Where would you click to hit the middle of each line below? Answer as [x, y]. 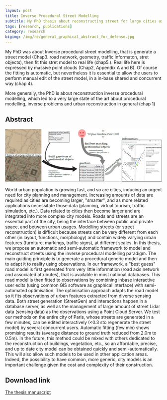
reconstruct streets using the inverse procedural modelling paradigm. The [81, 253]
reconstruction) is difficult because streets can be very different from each [82, 232]
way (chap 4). [19, 83]
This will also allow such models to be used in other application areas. [77, 354]
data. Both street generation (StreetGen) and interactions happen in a [76, 301]
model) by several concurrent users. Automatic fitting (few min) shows [77, 328]
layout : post [19, 10]
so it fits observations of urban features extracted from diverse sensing [78, 296]
